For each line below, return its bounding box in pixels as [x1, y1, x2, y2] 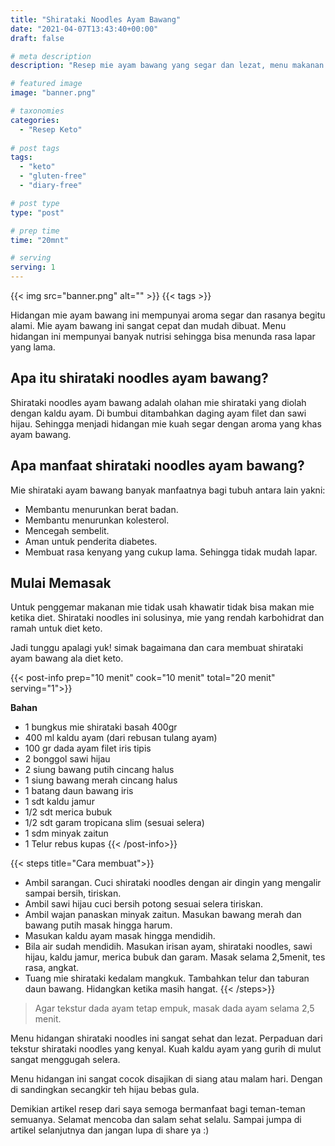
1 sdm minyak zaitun [24, 827, 109, 840]
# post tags [10, 143, 60, 153]
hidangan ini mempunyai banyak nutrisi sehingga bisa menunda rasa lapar [10, 331, 316, 342]
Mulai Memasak [10, 575, 112, 592]
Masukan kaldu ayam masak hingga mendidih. [24, 930, 216, 942]
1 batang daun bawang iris [24, 785, 134, 797]
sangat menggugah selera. [10, 1054, 121, 1066]
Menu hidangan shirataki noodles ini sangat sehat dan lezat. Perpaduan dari [10, 1032, 323, 1045]
